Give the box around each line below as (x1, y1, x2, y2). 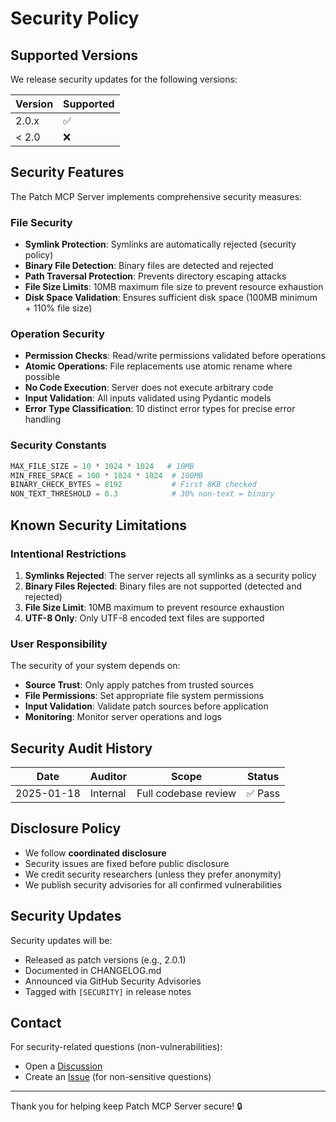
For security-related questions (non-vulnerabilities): (10, 1041, 223, 1053)
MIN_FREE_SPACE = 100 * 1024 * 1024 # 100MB (10, 470, 203, 481)
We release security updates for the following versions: (10, 73, 238, 85)
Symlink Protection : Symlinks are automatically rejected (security (24, 238, 297, 251)
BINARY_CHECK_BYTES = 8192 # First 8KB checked (10, 480, 257, 490)
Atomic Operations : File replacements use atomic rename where (24, 360, 293, 372)
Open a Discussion (24, 1060, 103, 1072)
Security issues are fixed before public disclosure (24, 857, 230, 869)
